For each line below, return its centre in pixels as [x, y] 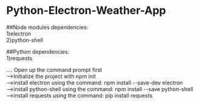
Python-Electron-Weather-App [86, 11]
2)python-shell [25, 40]
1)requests [19, 58]
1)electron [19, 33]
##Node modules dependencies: [47, 27]
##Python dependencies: [38, 51]
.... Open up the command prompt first [54, 69]
